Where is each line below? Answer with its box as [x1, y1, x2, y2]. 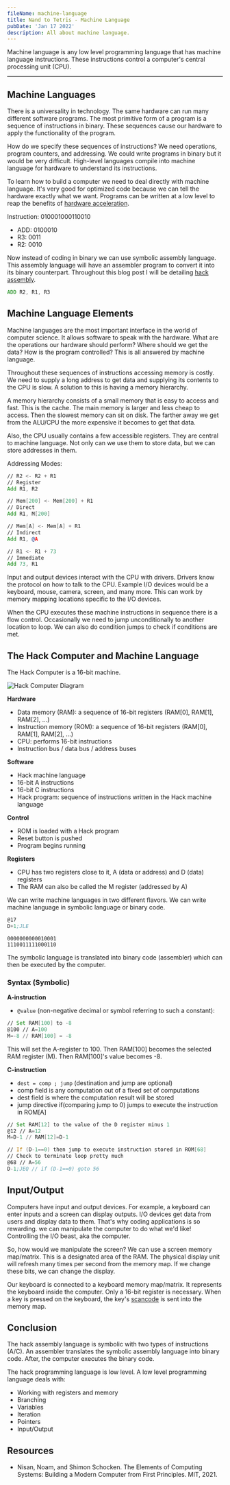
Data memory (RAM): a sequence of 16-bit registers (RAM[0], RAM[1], [16, 708, 214, 717]
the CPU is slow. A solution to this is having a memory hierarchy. [7, 383, 188, 391]
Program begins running [16, 842, 86, 850]
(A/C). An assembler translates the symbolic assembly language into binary [7, 1347, 220, 1355]
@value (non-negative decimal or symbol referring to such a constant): [16, 1006, 215, 1015]
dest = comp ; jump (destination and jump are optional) [16, 1078, 173, 1087]
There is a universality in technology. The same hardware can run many [7, 107, 209, 115]
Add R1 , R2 [7, 485, 38, 492]
